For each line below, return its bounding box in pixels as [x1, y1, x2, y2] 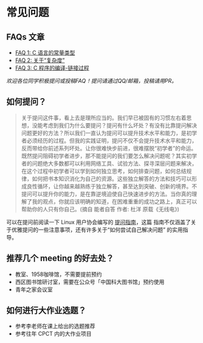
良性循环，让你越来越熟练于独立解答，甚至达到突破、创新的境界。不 [26, 182, 198, 189]
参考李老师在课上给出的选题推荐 [15, 322, 95, 330]
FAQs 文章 [6, 32, 45, 42]
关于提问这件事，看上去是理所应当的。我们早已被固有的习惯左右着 [21, 114, 187, 121]
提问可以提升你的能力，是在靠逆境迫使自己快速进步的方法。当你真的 [21, 190, 192, 197]
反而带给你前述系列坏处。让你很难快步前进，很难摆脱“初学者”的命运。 [21, 144, 197, 152]
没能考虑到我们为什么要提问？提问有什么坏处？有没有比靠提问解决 [32, 121, 198, 129]
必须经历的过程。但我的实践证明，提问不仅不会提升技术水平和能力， [26, 136, 198, 144]
